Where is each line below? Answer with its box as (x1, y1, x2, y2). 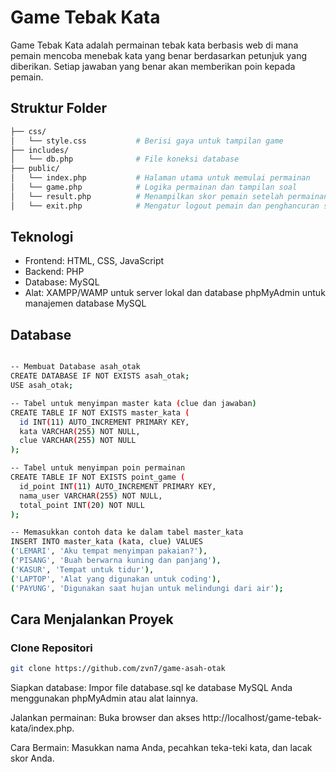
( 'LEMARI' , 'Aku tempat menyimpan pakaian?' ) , (10, 546, 208, 556)
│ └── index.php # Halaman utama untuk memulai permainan (10, 173, 311, 183)
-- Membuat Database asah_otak (10, 362, 141, 372)
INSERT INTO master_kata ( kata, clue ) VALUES (10, 537, 203, 547)
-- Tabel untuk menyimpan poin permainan (10, 463, 186, 473)
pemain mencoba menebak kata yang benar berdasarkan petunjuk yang (10, 49, 308, 61)
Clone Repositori (10, 641, 93, 655)
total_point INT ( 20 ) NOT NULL (19, 500, 145, 510)
